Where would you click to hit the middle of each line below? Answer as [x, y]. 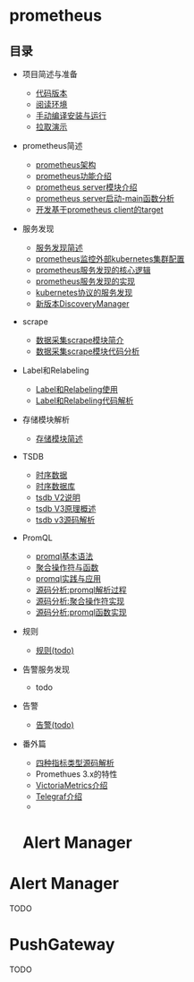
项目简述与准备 [50, 74]
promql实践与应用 [68, 578]
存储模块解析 [46, 419]
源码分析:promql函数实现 [81, 612]
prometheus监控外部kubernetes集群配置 [110, 259]
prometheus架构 [66, 165]
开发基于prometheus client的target [99, 210]
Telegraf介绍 [59, 797]
